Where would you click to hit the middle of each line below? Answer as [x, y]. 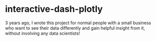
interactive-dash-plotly [54, 9]
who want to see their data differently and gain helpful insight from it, [75, 28]
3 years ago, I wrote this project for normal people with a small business [78, 23]
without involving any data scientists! [43, 33]
